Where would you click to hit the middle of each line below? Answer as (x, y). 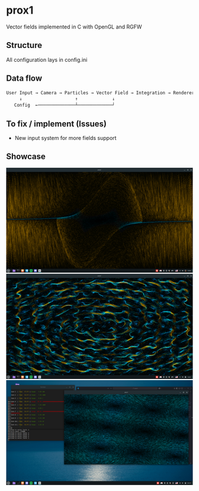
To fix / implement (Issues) (57, 124)
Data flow (24, 79)
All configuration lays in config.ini (47, 59)
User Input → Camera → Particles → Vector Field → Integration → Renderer (100, 93)
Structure (24, 45)
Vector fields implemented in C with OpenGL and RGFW (74, 27)
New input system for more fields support (65, 138)
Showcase (26, 157)
